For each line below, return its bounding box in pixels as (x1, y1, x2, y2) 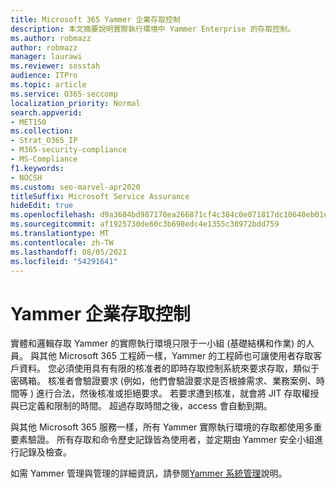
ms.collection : (10, 126, 74, 136)
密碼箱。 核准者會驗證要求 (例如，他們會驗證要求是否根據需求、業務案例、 (10, 375, 317, 387)
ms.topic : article (10, 80, 87, 90)
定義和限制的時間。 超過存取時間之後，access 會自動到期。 (27, 400, 273, 412)
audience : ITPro (10, 71, 78, 81)
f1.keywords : (10, 163, 65, 173)
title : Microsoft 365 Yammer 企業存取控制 (10, 14, 181, 25)
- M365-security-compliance (10, 145, 128, 155)
